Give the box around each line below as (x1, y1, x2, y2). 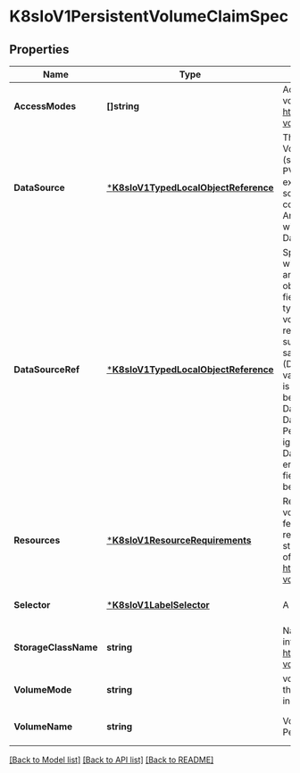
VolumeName (13, 720, 73, 733)
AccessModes (13, 100, 77, 112)
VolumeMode (13, 684, 72, 695)
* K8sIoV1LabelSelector (106, 599, 210, 611)
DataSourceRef (13, 363, 80, 376)
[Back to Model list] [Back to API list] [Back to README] (9, 754, 214, 765)
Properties (9, 42, 70, 57)
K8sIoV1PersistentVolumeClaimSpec (9, 6, 288, 27)
